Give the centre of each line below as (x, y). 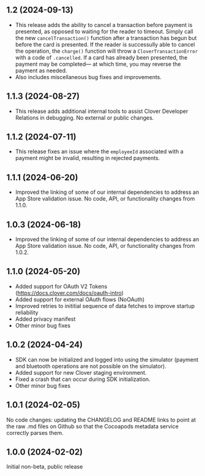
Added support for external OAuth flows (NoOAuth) (80, 299)
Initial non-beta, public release (45, 467)
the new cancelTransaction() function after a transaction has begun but (106, 38)
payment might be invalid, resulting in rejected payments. (88, 158)
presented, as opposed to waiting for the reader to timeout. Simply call (104, 31)
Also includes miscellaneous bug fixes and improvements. (88, 77)
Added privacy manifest (45, 319)
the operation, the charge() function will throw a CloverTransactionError (106, 51)
